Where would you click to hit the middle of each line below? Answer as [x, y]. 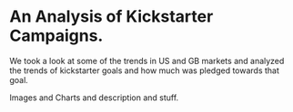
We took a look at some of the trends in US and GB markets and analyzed [147, 61]
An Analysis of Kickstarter [111, 17]
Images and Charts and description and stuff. [94, 98]
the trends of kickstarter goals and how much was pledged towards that [145, 70]
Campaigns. [56, 36]
